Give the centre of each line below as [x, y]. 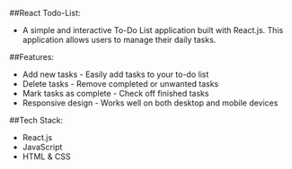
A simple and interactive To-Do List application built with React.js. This [153, 30]
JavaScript [42, 147]
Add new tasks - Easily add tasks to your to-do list [115, 74]
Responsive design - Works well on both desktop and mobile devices [150, 103]
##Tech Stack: [36, 120]
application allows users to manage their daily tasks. [119, 40]
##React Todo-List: [45, 13]
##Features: [32, 57]
